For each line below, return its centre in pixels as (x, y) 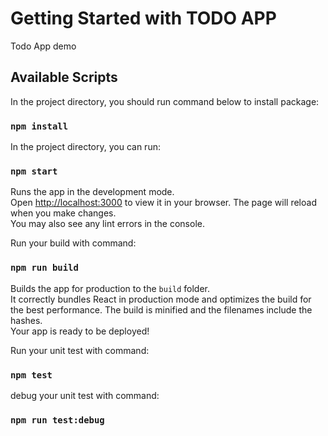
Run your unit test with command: (80, 350)
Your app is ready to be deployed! (80, 331)
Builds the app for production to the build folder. (110, 288)
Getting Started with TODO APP (143, 18)
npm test (31, 375)
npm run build (44, 268)
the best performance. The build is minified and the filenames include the (161, 309)
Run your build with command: (73, 243)
